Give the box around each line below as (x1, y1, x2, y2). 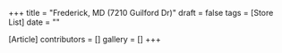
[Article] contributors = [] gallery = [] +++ (8, 34, 162, 44)
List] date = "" (8, 17, 60, 27)
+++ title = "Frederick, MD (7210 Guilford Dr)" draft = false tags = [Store (8, 8, 274, 18)
